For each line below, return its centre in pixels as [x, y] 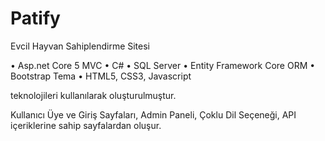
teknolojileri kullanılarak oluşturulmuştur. [93, 95]
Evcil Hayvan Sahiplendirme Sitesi [80, 46]
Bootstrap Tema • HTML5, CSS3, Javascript [101, 76]
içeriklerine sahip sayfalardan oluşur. [86, 125]
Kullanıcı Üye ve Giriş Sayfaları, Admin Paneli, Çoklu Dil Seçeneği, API [153, 114]
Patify [35, 18]
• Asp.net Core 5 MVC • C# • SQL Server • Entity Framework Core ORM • [163, 65]
